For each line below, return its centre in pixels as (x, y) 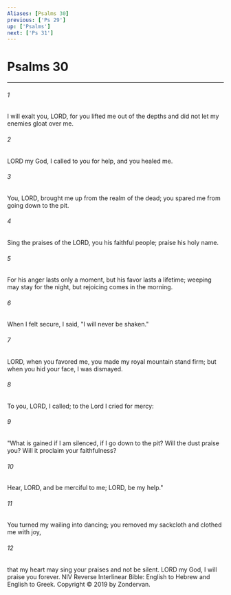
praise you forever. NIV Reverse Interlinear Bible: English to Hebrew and (109, 576)
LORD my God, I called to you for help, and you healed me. (90, 161)
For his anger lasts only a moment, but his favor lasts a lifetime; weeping (109, 280)
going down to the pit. (38, 205)
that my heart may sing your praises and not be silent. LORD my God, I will (112, 569)
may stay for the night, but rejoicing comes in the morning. (90, 287)
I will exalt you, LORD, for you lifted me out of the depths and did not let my (113, 116)
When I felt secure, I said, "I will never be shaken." (78, 324)
